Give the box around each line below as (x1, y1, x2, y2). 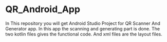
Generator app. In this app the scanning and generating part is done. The (5, 25, 160, 31)
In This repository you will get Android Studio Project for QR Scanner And (5, 20, 160, 26)
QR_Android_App (5, 4, 81, 15)
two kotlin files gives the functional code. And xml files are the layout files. (5, 31, 163, 37)
